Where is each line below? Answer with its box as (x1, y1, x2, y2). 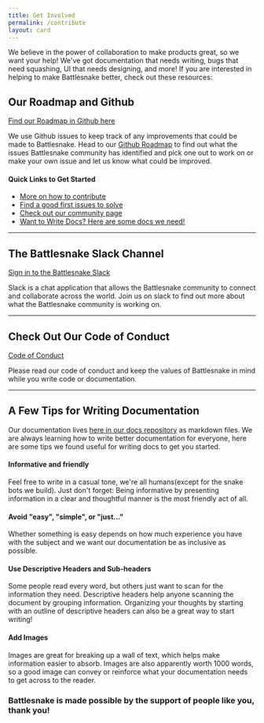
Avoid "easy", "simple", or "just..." (8, 512, 124, 521)
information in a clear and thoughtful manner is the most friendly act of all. (8, 494, 249, 503)
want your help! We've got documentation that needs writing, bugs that (8, 56, 239, 65)
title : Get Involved (8, 11, 76, 20)
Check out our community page (19, 209, 123, 218)
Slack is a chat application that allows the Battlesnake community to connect (8, 283, 256, 293)
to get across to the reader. (8, 675, 97, 685)
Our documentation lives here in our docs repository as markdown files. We (8, 425, 253, 434)
